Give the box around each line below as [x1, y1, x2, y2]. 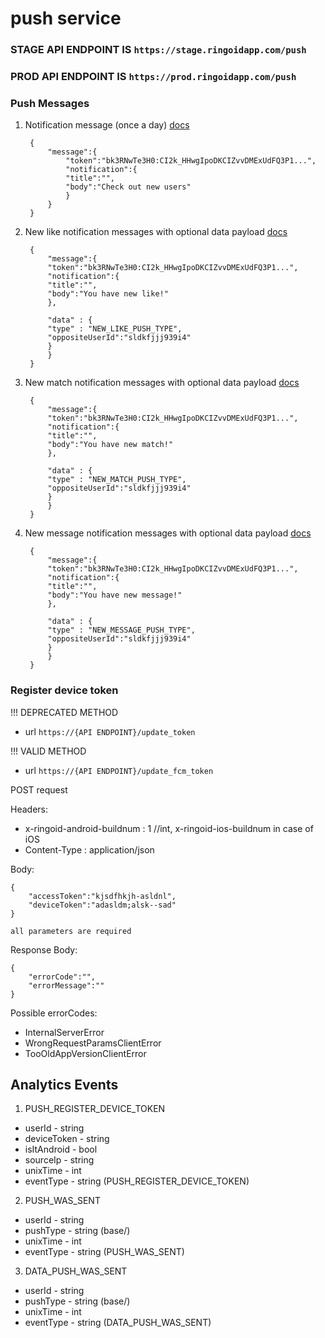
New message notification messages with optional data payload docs [24, 527, 312, 539]
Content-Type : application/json [24, 843, 155, 856]
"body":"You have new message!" [47, 590, 183, 601]
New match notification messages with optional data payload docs [24, 377, 300, 389]
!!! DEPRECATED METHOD [10, 706, 119, 718]
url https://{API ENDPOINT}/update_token [24, 725, 196, 737]
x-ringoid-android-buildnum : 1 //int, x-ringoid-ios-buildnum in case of [24, 822, 314, 834]
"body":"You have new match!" [47, 440, 174, 450]
